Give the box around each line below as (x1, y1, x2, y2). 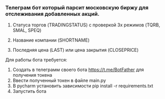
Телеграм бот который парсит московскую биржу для (5, 4, 149, 11)
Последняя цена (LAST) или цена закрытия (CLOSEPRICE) (12, 47, 139, 53)
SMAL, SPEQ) (12, 27, 42, 34)
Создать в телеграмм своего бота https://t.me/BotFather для (12, 67, 144, 73)
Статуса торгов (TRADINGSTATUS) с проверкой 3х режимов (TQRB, (12, 22, 160, 28)
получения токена (12, 72, 52, 78)
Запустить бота (12, 88, 47, 94)
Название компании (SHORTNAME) (12, 37, 90, 43)
